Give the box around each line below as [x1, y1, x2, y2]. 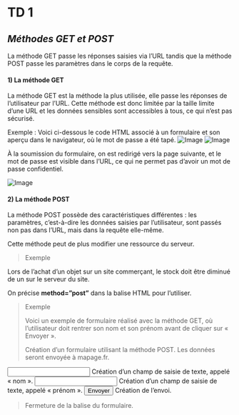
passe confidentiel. [7, 165, 64, 174]
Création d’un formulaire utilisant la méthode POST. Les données [24, 346, 215, 354]
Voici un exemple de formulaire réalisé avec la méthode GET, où [24, 316, 213, 325]
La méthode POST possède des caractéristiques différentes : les [7, 211, 198, 219]
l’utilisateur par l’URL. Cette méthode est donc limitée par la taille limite [7, 99, 215, 108]
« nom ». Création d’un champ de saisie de [7, 376, 218, 386]
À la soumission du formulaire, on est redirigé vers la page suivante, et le [7, 149, 221, 158]
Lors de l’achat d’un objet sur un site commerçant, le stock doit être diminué [7, 267, 230, 276]
